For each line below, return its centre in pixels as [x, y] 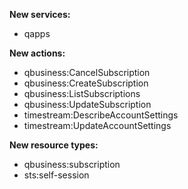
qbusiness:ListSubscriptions [82, 93]
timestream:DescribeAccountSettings [101, 115]
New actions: [37, 53]
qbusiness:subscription [72, 164]
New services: [40, 14]
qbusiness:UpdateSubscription [87, 104]
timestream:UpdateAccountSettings [97, 125]
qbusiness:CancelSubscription [87, 72]
